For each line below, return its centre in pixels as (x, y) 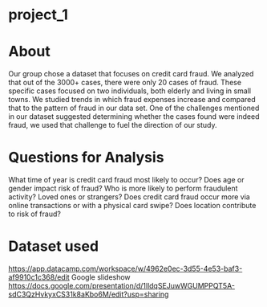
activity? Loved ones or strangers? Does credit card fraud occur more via (129, 197)
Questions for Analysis (86, 158)
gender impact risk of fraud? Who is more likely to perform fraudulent (123, 188)
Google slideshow (101, 277)
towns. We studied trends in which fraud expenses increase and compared (132, 100)
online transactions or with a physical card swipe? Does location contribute (132, 206)
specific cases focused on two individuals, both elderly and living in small (129, 91)
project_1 (38, 15)
